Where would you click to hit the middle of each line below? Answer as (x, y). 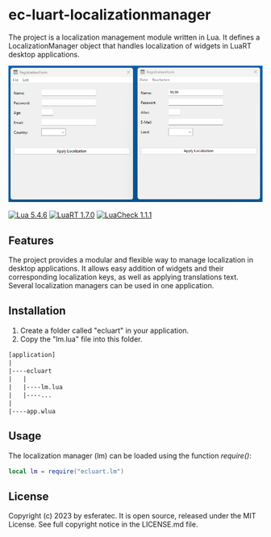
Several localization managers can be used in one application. (111, 285)
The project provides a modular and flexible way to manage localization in (131, 259)
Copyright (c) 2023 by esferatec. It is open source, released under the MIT (132, 516)
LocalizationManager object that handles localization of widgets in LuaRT (130, 45)
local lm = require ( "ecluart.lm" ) (67, 471)
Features (31, 240)
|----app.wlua (32, 411)
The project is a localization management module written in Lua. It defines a (134, 37)
